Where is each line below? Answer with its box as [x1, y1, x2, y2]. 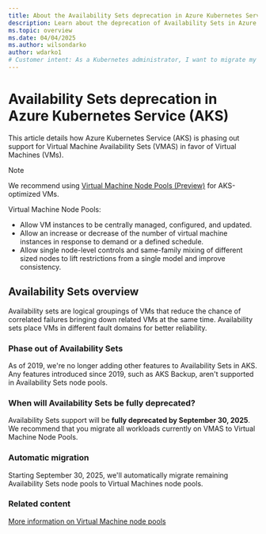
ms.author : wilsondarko [8, 41, 87, 49]
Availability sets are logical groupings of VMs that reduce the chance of [8, 306, 241, 316]
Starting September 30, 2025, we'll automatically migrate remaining [8, 470, 229, 480]
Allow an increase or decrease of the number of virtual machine [19, 228, 228, 238]
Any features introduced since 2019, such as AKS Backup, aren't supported [8, 369, 254, 378]
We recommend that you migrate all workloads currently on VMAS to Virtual [8, 424, 256, 433]
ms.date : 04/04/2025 [8, 33, 77, 42]
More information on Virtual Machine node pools [8, 517, 166, 526]
